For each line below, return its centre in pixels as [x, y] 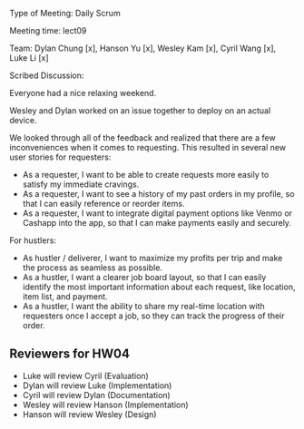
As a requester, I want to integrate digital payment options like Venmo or [157, 213]
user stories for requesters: [60, 157]
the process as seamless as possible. [93, 268]
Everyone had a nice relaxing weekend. [83, 93]
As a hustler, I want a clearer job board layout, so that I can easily [144, 277]
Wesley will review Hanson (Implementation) [105, 405]
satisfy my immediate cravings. [81, 184]
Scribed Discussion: [47, 75]
